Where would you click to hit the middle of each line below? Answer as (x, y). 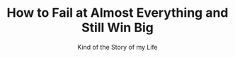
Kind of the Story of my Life (117, 47)
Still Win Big (117, 28)
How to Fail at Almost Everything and (117, 13)
